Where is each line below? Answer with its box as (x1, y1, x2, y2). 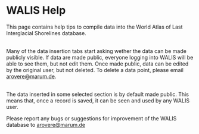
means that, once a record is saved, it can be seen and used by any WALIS (6, 96, 189, 104)
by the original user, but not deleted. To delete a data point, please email (6, 66, 184, 73)
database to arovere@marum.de (6, 121, 85, 128)
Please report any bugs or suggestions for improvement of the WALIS (6, 114, 177, 122)
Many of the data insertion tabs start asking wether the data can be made (6, 47, 186, 54)
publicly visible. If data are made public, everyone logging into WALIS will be (6, 54, 194, 61)
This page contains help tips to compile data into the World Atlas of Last (6, 23, 183, 30)
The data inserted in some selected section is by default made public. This (6, 91, 189, 98)
